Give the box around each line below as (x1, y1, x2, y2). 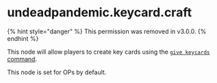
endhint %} (7, 34, 39, 42)
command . (7, 54, 38, 63)
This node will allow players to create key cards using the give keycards (7, 48, 210, 56)
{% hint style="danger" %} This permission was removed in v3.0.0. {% (7, 27, 207, 35)
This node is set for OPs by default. (7, 68, 107, 76)
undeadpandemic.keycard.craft (7, 5, 192, 20)
